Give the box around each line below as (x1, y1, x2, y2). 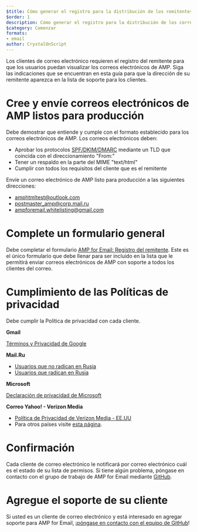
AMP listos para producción (6, 109, 144, 123)
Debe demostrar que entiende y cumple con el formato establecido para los (6, 128, 189, 135)
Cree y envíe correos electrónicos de (6, 97, 189, 110)
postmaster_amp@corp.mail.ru (14, 200, 89, 207)
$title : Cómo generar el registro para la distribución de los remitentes (6, 8, 193, 15)
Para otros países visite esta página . (14, 421, 103, 428)
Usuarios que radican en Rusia (14, 369, 89, 376)
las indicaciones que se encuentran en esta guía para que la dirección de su (6, 70, 190, 77)
